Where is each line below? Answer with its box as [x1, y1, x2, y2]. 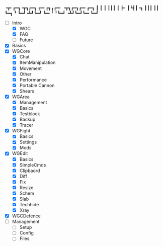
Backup [19, 116, 36, 123]
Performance [19, 76, 47, 83]
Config [19, 230, 34, 236]
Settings [19, 139, 37, 145]
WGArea [12, 94, 30, 100]
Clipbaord [19, 168, 40, 174]
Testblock [19, 111, 40, 117]
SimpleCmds [19, 161, 46, 168]
